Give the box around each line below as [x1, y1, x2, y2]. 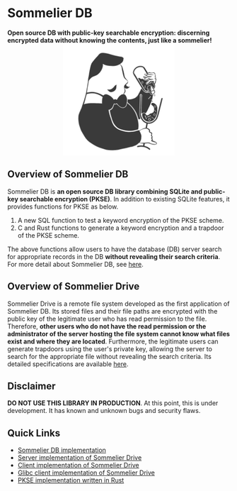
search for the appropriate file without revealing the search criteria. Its [7, 352, 212, 360]
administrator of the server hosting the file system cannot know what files [7, 329, 230, 338]
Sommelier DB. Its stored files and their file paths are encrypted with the [7, 307, 218, 315]
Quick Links [7, 427, 61, 439]
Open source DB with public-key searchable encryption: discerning [7, 28, 210, 37]
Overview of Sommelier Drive [7, 280, 140, 292]
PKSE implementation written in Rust [17, 476, 125, 485]
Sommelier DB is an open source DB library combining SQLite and [7, 187, 203, 196]
